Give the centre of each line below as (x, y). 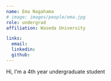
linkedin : (23, 50)
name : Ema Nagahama (30, 11)
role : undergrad (26, 22)
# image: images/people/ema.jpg (46, 17)
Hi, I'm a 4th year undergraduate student (56, 72)
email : (19, 44)
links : (14, 39)
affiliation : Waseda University (46, 28)
